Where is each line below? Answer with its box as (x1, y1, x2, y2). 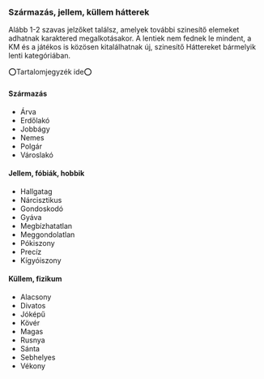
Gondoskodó (19, 204, 63, 213)
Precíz (19, 247, 42, 256)
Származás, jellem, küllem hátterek (8, 6, 150, 18)
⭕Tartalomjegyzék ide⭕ (8, 67, 92, 77)
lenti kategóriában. (8, 51, 71, 61)
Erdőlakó (19, 115, 50, 125)
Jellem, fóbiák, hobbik (8, 169, 85, 179)
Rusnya (19, 335, 46, 345)
